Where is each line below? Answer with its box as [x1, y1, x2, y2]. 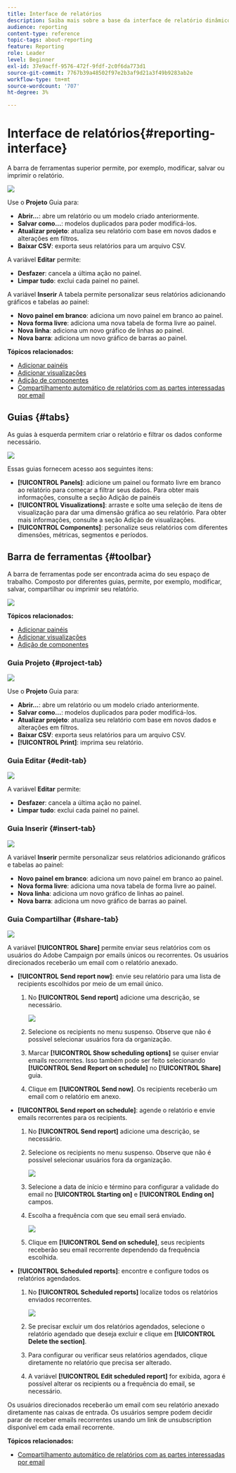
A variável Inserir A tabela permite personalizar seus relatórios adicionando [7, 290, 226, 299]
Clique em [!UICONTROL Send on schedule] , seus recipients [27, 1238, 205, 1246]
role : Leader [7, 50, 46, 57]
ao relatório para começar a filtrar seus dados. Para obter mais [17, 486, 199, 494]
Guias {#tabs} [7, 412, 70, 424]
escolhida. [27, 1252, 58, 1262]
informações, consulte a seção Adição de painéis [17, 493, 161, 501]
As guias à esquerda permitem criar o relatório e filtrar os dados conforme [7, 430, 223, 438]
